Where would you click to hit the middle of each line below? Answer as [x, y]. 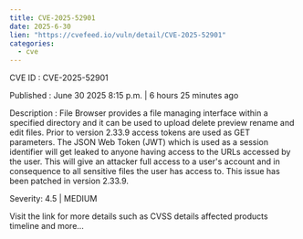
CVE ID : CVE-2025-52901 [59, 78]
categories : [32, 43]
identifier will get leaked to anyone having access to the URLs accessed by [150, 152]
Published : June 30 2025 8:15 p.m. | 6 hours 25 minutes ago [124, 96]
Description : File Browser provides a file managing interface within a [139, 113]
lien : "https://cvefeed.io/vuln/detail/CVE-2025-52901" [118, 35]
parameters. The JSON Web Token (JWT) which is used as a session [139, 142]
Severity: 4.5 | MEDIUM [53, 199]
